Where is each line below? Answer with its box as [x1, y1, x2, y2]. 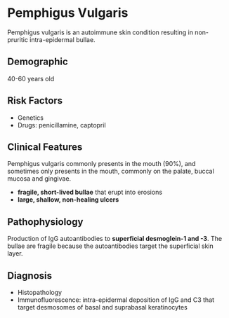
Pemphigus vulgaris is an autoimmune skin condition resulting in [7, 28, 193, 36]
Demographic [7, 56, 68, 68]
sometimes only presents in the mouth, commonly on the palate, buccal [7, 167, 214, 176]
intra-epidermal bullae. [29, 35, 96, 43]
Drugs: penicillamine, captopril [17, 120, 107, 129]
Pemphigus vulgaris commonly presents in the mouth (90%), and [7, 160, 196, 168]
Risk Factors [7, 95, 63, 106]
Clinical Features [7, 141, 83, 153]
